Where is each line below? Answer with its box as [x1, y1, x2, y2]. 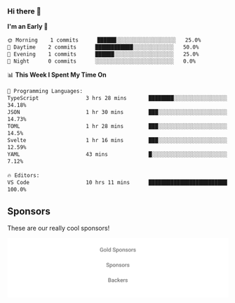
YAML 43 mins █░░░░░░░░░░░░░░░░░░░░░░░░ [7, 151, 228, 158]
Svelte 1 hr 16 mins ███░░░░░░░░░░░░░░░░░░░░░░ [7, 137, 228, 144]
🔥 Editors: [7, 172, 40, 179]
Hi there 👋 [7, 6, 42, 16]
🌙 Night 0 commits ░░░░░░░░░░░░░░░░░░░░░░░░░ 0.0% [7, 58, 196, 65]
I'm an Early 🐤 [7, 22, 48, 31]
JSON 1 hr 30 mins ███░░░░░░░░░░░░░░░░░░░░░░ [7, 109, 228, 116]
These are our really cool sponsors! [7, 224, 110, 233]
